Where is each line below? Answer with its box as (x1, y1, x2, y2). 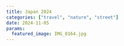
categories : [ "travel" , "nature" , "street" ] (6, 14, 119, 20)
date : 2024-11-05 (6, 20, 49, 26)
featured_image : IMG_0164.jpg (11, 31, 86, 37)
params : (6, 25, 26, 32)
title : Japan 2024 (6, 8, 52, 15)
